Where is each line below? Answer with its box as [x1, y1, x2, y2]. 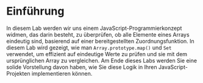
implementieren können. [31, 70, 93, 77]
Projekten [6, 70, 30, 77]
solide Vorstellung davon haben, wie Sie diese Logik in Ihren [6, 63, 157, 71]
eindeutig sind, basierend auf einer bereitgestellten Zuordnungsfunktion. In [6, 37, 195, 45]
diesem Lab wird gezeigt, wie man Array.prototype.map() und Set [6, 44, 172, 51]
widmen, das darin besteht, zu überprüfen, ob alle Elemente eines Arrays [6, 31, 190, 38]
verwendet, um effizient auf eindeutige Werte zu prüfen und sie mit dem [6, 50, 188, 57]
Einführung [6, 4, 65, 18]
